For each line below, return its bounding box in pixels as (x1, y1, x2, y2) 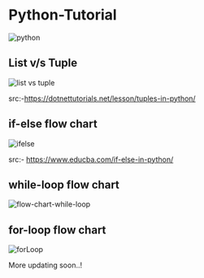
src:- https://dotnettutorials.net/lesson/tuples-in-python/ (8, 93, 197, 103)
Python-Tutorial (8, 6, 117, 24)
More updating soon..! (8, 260, 83, 270)
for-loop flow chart (8, 223, 106, 237)
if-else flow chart (8, 117, 98, 131)
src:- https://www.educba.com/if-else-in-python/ (8, 154, 174, 164)
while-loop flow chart (8, 177, 120, 192)
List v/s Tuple (8, 56, 78, 70)
